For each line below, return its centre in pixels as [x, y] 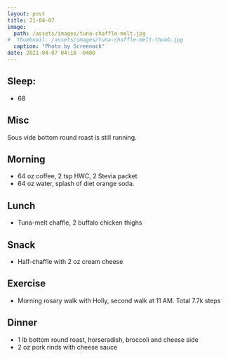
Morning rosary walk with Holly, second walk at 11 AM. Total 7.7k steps [119, 300]
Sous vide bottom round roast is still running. [72, 137]
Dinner [22, 323]
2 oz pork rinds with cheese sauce [67, 347]
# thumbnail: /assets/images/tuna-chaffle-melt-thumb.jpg [95, 40]
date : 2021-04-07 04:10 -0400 [52, 53]
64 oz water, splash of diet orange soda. [76, 184]
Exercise [27, 284]
